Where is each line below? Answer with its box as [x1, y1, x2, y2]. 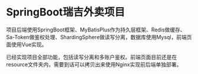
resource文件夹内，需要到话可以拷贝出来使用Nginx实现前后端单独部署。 [6, 60, 182, 68]
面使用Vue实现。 [6, 41, 47, 48]
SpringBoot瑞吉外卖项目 [6, 5, 125, 19]
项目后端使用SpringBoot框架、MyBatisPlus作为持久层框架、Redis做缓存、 [6, 26, 186, 33]
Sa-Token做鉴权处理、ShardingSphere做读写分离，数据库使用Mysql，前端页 [6, 33, 192, 40]
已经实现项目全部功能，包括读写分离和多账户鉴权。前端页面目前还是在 [6, 53, 177, 60]
